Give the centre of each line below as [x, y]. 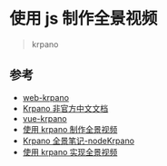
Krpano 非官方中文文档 [65, 108]
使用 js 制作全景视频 [83, 19]
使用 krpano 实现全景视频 [70, 151]
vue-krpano [44, 118]
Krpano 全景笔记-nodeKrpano [78, 141]
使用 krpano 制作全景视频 [70, 129]
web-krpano [46, 97]
